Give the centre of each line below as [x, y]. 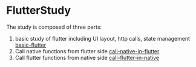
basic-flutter [31, 45]
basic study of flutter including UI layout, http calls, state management [103, 38]
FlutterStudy [39, 10]
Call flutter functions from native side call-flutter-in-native [87, 57]
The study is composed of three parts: [54, 27]
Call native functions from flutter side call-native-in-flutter [87, 51]
